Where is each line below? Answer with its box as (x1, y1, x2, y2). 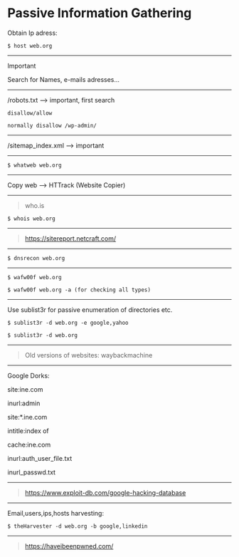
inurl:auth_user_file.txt (7, 454, 73, 462)
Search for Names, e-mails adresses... (7, 75, 119, 83)
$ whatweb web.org (7, 162, 62, 169)
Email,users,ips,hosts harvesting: (7, 509, 105, 517)
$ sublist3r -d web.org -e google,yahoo (7, 319, 129, 326)
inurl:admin (7, 399, 41, 407)
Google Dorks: (7, 371, 50, 380)
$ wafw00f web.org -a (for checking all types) (7, 286, 152, 293)
